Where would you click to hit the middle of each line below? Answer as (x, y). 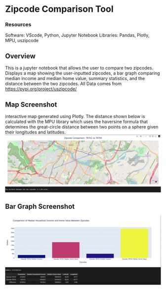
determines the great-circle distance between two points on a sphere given (82, 127)
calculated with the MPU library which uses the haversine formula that (77, 122)
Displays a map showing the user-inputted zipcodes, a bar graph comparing (83, 73)
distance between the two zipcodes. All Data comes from (63, 84)
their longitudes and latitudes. (35, 132)
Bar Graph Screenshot (40, 206)
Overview (21, 56)
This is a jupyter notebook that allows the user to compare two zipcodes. (79, 68)
